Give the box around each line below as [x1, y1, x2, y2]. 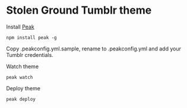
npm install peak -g [6, 34, 58, 40]
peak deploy [6, 96, 36, 102]
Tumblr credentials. [6, 51, 53, 58]
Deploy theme [6, 84, 40, 92]
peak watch [6, 74, 33, 80]
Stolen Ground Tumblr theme [6, 4, 152, 17]
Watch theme [6, 63, 39, 70]
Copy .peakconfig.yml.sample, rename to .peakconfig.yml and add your [6, 45, 181, 52]
